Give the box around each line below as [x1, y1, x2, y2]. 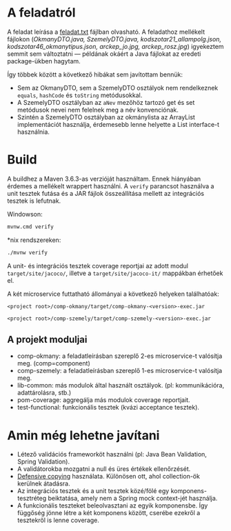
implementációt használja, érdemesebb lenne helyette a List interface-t [17, 120, 219, 128]
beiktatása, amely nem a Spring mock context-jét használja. [48, 494, 218, 503]
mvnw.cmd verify [7, 223, 54, 230]
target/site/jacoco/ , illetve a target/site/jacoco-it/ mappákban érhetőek [7, 269, 223, 277]
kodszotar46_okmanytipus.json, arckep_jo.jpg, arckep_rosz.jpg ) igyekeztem [7, 42, 224, 50]
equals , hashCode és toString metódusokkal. [17, 91, 143, 99]
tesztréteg [17, 494, 47, 503]
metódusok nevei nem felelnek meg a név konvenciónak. [17, 106, 179, 114]
